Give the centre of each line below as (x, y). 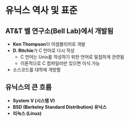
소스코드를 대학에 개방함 (37, 70)
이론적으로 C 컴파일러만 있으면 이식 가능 (60, 63)
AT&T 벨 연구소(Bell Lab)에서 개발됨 (59, 31)
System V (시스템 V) (34, 101)
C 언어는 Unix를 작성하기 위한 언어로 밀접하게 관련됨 (72, 57)
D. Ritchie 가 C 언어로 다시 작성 (44, 51)
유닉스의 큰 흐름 (29, 87)
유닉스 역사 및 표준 (41, 10)
